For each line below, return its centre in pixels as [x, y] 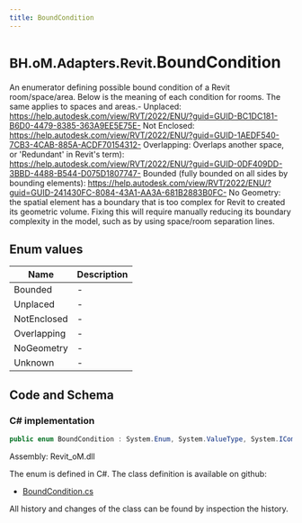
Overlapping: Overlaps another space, [214, 144]
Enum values [46, 249]
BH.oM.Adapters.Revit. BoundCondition [145, 62]
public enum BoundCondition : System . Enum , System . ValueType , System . [144, 439]
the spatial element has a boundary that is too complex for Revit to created [147, 202]
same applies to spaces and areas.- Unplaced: [95, 106]
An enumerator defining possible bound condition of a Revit [120, 87]
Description [102, 275]
